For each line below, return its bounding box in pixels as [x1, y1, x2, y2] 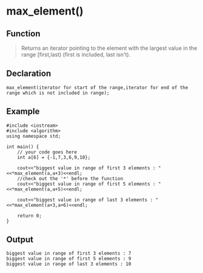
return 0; [17, 212, 42, 219]
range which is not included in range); [6, 90, 110, 96]
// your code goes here [17, 149, 78, 155]
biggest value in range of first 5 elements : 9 [6, 256, 131, 262]
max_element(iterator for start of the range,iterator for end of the [6, 84, 188, 90]
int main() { [6, 144, 39, 150]
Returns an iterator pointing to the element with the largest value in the [21, 44, 198, 52]
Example [6, 106, 40, 116]
